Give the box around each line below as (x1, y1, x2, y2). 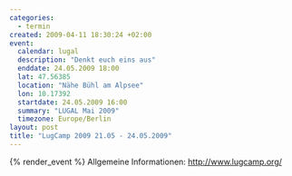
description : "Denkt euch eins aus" (17, 55, 156, 64)
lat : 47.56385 (17, 73, 71, 82)
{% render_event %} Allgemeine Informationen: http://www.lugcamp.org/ (9, 156, 283, 167)
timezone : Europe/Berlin (17, 114, 112, 123)
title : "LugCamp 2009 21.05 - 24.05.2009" (9, 132, 172, 141)
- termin (17, 22, 51, 31)
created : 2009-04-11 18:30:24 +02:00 (9, 30, 152, 39)
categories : (9, 13, 54, 23)
